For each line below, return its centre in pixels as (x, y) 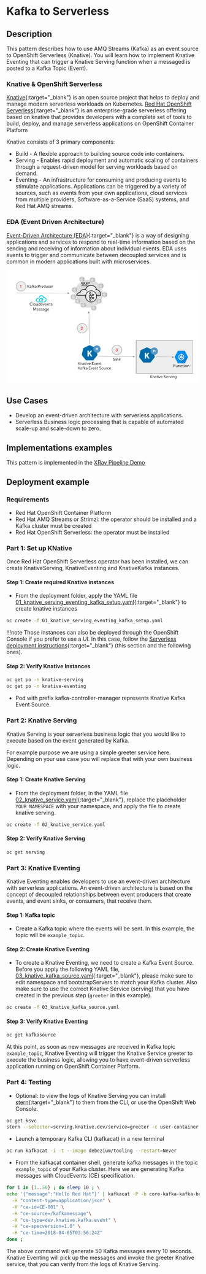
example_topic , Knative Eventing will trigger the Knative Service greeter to (100, 1053)
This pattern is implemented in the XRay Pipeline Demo (76, 463)
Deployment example (48, 482)
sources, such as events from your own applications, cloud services (101, 193)
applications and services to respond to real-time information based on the (101, 242)
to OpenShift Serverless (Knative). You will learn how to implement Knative (101, 55)
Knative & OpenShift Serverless (54, 84)
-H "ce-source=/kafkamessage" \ (52, 1213)
